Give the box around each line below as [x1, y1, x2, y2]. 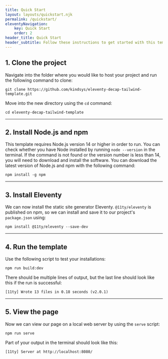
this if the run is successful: [5, 280, 62, 286]
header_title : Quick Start [5, 36, 61, 41]
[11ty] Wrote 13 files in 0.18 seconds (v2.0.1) [5, 289, 108, 294]
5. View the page [5, 308, 59, 316]
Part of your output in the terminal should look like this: [5, 339, 118, 345]
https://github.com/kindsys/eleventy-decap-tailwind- [27, 87, 142, 92]
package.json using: [5, 215, 46, 221]
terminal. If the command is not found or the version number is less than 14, [5, 152, 161, 158]
